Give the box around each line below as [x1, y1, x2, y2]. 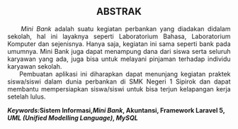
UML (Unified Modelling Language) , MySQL [7, 113, 138, 122]
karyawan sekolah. [7, 62, 62, 70]
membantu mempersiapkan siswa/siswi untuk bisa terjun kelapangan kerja [7, 84, 231, 93]
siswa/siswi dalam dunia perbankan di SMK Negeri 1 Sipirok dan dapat [7, 77, 231, 86]
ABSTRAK [96, 6, 142, 18]
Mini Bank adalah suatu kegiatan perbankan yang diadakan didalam [21, 24, 231, 33]
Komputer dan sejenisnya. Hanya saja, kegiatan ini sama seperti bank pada [7, 39, 231, 48]
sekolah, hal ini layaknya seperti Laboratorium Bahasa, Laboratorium [7, 32, 231, 40]
